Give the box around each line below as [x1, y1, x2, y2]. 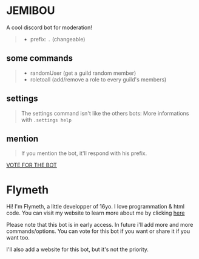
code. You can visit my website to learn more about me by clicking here [6, 209, 185, 216]
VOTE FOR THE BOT [6, 162, 58, 169]
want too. [6, 234, 30, 241]
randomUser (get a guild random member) [30, 69, 137, 77]
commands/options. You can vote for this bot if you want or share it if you [6, 227, 191, 235]
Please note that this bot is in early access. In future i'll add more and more [6, 221, 194, 229]
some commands [6, 53, 73, 64]
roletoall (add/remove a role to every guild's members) [30, 75, 167, 83]
